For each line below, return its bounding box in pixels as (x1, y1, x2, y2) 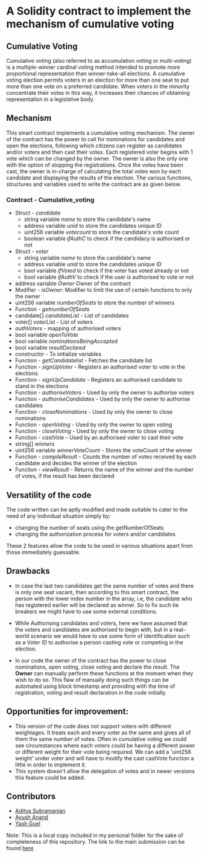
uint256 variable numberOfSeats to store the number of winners (14, 299, 175, 306)
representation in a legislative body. (6, 95, 95, 103)
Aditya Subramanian (14, 807, 66, 815)
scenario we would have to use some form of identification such (30, 632, 190, 640)
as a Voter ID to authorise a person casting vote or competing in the (14, 638, 184, 646)
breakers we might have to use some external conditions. (14, 608, 158, 615)
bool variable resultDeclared (14, 344, 86, 351)
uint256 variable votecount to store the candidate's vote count (24, 228, 179, 236)
